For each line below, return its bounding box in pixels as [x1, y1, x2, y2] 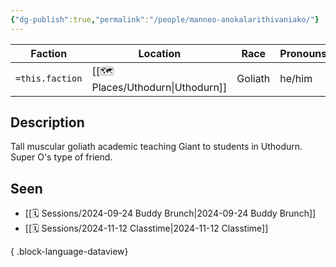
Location [138, 46, 182, 60]
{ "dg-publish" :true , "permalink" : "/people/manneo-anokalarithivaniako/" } [10, 14, 320, 25]
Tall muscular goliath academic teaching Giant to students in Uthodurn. [10, 141, 303, 153]
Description [10, 114, 85, 131]
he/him [279, 72, 313, 86]
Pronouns [279, 46, 328, 60]
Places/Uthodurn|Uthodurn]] [91, 80, 228, 94]
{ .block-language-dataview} [10, 246, 129, 258]
